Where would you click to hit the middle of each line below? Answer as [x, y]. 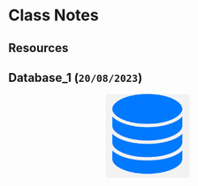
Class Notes [53, 15]
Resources [38, 48]
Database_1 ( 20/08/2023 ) [76, 77]
